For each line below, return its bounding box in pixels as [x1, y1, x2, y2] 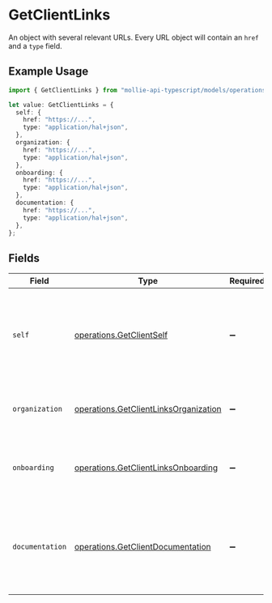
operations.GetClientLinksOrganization [74, 404, 222, 415]
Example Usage [8, 65, 89, 79]
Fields [8, 251, 40, 265]
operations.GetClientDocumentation [74, 541, 211, 553]
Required [229, 276, 266, 287]
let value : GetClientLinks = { [8, 100, 114, 109]
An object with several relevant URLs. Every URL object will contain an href [8, 32, 259, 42]
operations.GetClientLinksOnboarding [74, 462, 219, 473]
